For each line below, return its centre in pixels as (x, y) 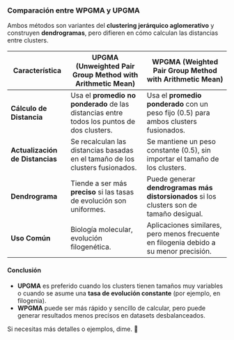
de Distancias (34, 159)
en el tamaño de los (102, 159)
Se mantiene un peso (181, 141)
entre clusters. (28, 40)
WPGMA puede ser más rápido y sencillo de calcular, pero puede (111, 308)
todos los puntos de (103, 122)
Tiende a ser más (99, 183)
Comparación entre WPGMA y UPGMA (74, 10)
